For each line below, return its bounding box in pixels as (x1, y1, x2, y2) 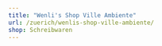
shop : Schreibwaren (8, 26, 73, 34)
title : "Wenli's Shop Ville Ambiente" (8, 11, 137, 19)
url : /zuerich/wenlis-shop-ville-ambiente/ (8, 19, 155, 27)
